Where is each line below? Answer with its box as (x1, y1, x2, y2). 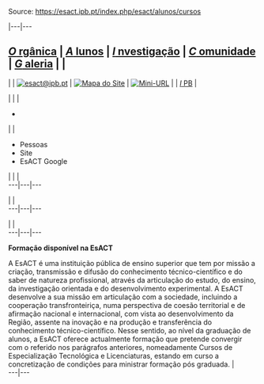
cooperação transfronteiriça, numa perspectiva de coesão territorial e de (8, 300, 246, 310)
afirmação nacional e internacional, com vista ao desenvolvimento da (8, 309, 234, 318)
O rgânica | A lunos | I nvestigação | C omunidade (8, 45, 256, 59)
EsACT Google (19, 156, 68, 165)
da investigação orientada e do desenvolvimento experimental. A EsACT (8, 283, 243, 293)
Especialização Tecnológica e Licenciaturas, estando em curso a (8, 351, 220, 360)
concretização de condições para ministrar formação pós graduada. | (8, 359, 235, 369)
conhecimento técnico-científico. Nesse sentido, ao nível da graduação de (8, 325, 251, 335)
